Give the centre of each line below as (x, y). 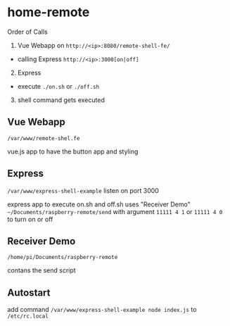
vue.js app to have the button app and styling (73, 151)
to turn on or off (30, 219)
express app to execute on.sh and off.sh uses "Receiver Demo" (99, 204)
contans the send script (41, 270)
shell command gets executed (61, 100)
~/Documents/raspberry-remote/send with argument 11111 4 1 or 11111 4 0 (115, 211)
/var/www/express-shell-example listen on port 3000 (83, 190)
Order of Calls (27, 32)
